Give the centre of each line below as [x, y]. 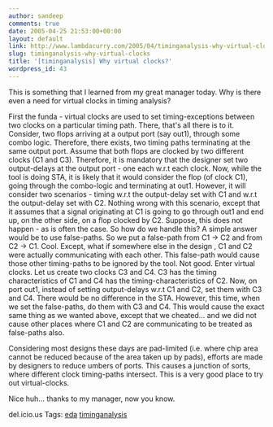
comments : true [34, 24]
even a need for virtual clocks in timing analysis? [90, 100]
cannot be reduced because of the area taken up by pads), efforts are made [136, 357]
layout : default [36, 39]
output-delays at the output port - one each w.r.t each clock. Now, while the [135, 168]
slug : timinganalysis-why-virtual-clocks [80, 54]
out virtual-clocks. [39, 382]
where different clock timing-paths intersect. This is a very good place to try [136, 374]
